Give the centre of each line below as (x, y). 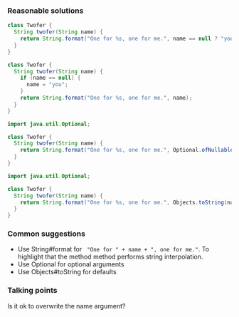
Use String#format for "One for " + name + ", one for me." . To (113, 249)
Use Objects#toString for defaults (67, 272)
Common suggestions (46, 234)
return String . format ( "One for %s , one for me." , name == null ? (119, 39)
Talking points (32, 291)
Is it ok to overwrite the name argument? (67, 306)
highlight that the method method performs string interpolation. (110, 257)
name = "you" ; (47, 85)
